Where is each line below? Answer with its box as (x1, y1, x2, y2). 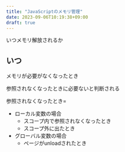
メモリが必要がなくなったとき (6, 72, 78, 80)
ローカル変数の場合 (14, 110, 62, 117)
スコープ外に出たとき (23, 125, 75, 132)
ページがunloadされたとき (23, 140, 87, 147)
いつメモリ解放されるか (6, 37, 63, 44)
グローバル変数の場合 (14, 132, 67, 140)
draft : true (6, 20, 35, 25)
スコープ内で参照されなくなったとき (23, 118, 111, 125)
